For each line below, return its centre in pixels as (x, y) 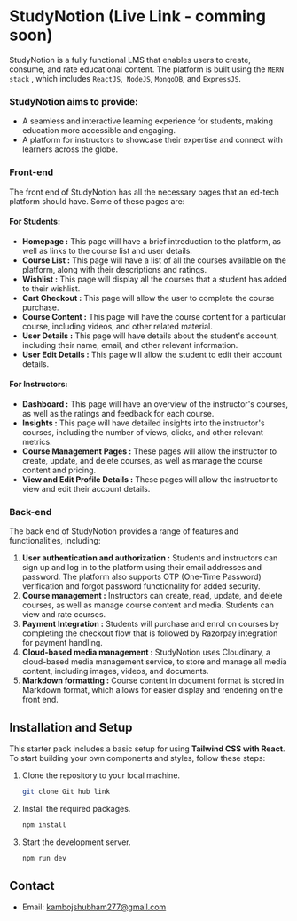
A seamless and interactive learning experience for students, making (147, 121)
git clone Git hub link (66, 792)
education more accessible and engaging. (98, 131)
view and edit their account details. (86, 488)
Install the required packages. (76, 808)
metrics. (37, 441)
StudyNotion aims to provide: (74, 101)
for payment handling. (63, 643)
